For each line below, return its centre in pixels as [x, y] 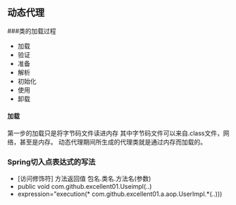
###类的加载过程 [32, 31]
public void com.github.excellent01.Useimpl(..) [85, 187]
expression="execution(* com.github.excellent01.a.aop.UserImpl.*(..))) [120, 194]
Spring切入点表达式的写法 [51, 162]
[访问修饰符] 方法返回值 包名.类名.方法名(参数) [84, 179]
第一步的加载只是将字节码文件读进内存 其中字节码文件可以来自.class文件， [115, 133]
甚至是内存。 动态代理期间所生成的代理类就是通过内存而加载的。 [113, 142]
